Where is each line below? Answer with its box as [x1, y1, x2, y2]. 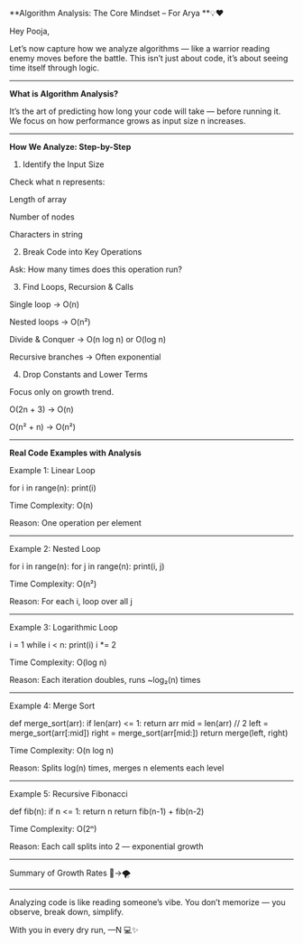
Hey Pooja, [9, 26, 50, 36]
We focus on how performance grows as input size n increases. [9, 116, 246, 126]
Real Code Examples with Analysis [9, 447, 142, 458]
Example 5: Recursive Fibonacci [9, 789, 128, 799]
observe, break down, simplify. [9, 907, 124, 917]
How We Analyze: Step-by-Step [9, 142, 132, 152]
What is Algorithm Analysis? [9, 89, 119, 98]
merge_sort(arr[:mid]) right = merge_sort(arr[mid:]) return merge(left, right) [9, 727, 289, 738]
